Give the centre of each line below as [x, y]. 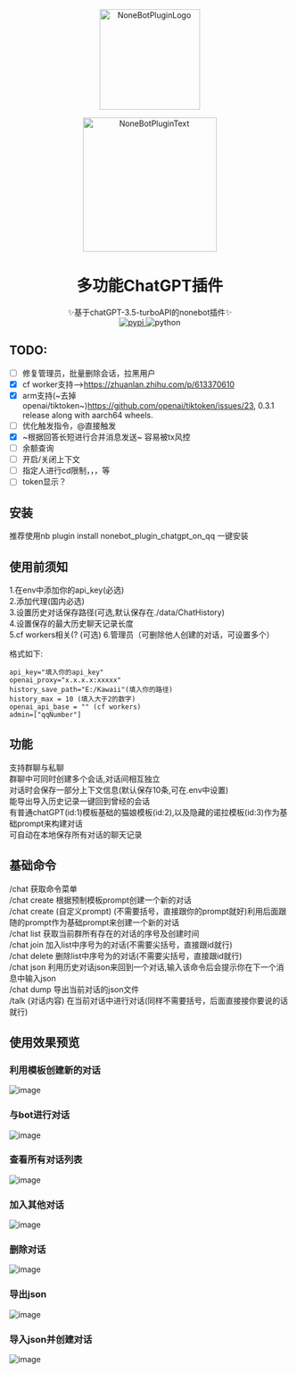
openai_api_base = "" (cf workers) [75, 707]
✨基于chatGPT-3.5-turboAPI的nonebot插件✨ [150, 312]
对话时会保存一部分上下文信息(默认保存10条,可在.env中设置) [119, 789]
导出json [28, 1294]
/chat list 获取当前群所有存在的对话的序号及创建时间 [104, 933]
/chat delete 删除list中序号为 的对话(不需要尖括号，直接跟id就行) [126, 956]
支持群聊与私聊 [37, 767]
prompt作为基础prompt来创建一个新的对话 [102, 922]
